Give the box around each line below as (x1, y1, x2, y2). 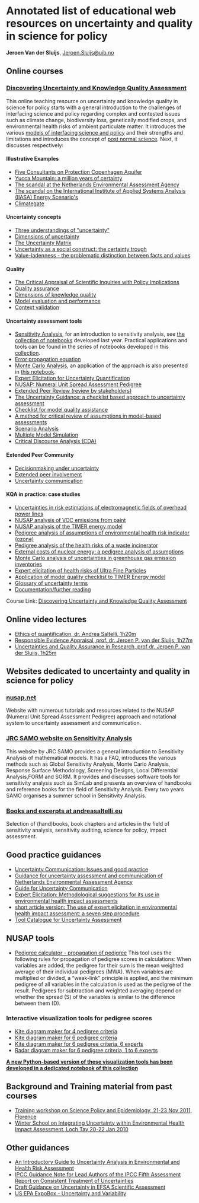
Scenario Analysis (14, 425, 59, 432)
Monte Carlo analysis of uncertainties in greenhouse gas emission (14, 554, 176, 561)
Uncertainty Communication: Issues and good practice (14, 865, 149, 873)
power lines (14, 510, 43, 517)
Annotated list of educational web (6, 4, 176, 18)
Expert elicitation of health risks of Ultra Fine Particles (14, 567, 146, 574)
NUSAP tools (6, 933, 54, 944)
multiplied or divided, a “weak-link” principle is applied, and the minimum (14, 974, 193, 981)
